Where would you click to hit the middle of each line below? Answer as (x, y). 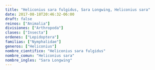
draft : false (19, 19)
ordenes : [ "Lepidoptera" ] (32, 37)
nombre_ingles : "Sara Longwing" (39, 60)
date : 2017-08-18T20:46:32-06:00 (40, 14)
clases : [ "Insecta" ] (27, 33)
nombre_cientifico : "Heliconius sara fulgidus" (56, 51)
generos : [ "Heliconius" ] (31, 46)
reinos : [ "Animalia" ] (28, 23)
